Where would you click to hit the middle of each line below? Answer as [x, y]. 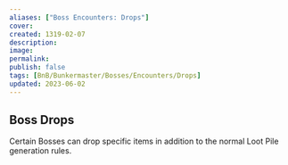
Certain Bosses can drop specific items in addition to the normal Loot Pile [144, 141]
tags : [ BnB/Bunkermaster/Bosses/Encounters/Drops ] [105, 76]
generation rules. [41, 151]
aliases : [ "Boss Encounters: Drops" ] [79, 17]
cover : [21, 26]
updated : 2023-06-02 [48, 84]
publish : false [37, 68]
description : [33, 42]
